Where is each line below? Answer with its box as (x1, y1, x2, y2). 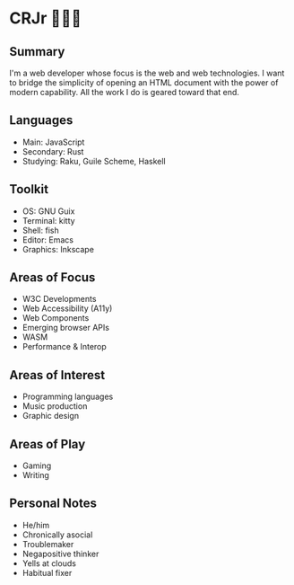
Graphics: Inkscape (22, 244, 94, 254)
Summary (9, 44, 65, 59)
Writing (22, 470, 49, 481)
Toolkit (9, 182, 49, 197)
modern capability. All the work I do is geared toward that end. (9, 87, 240, 97)
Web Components (22, 313, 90, 324)
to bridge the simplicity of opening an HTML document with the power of (9, 77, 279, 88)
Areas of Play (9, 436, 86, 452)
